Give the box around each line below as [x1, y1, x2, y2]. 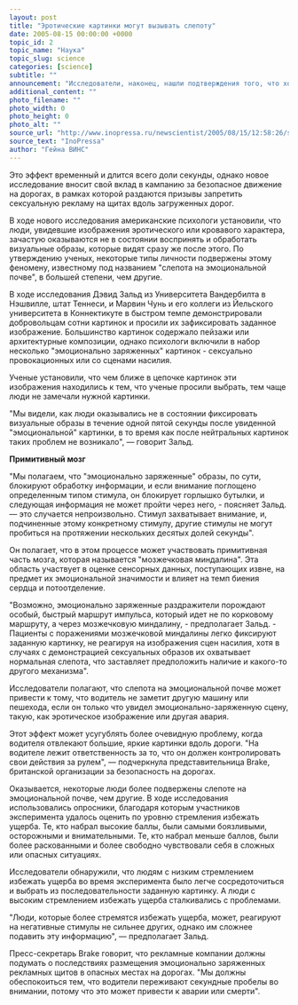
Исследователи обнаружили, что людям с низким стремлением [9, 867, 255, 877]
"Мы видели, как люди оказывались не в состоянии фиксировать [9, 408, 258, 418]
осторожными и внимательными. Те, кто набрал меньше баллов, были [9, 830, 279, 841]
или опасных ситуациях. [9, 849, 102, 859]
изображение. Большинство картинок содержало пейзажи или [9, 326, 250, 337]
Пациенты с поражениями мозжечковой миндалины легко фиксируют [9, 628, 277, 638]
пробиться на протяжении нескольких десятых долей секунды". [9, 527, 255, 538]
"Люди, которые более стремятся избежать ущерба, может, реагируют [9, 912, 282, 922]
